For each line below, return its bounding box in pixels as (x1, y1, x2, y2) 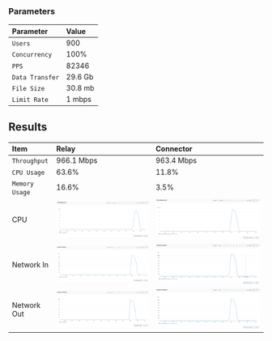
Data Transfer (11, 73, 60, 82)
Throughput (11, 157, 49, 165)
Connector (155, 144, 193, 154)
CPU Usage (11, 168, 45, 177)
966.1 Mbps (56, 156, 98, 165)
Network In (11, 259, 49, 269)
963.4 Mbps (155, 156, 197, 165)
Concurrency (11, 51, 53, 59)
